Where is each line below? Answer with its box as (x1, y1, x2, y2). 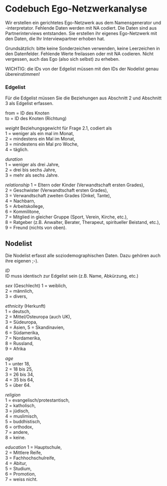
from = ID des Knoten (5, 110, 50, 116)
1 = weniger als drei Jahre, (5, 162, 60, 168)
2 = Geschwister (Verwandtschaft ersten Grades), (5, 187, 108, 193)
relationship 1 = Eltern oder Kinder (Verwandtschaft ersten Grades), (5, 182, 144, 188)
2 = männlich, (5, 288, 34, 294)
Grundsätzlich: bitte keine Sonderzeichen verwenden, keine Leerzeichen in (5, 45, 160, 51)
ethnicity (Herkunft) (5, 303, 46, 309)
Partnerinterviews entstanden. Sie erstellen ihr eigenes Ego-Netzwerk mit (5, 30, 157, 36)
